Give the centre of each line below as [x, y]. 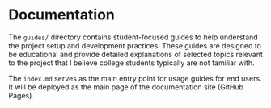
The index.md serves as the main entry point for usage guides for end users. [135, 78]
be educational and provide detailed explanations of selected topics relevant [135, 54]
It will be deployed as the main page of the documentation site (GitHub [126, 87]
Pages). [21, 95]
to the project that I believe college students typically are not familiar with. [131, 63]
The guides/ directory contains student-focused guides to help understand [133, 37]
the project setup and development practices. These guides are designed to [135, 45]
